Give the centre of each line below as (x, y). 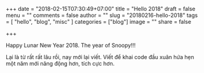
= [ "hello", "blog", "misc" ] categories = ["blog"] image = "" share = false (99, 22)
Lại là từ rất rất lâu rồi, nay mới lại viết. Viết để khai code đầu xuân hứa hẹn (100, 57)
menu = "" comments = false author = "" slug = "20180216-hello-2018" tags (102, 15)
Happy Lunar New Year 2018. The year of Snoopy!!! (71, 45)
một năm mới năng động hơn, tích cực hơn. (60, 64)
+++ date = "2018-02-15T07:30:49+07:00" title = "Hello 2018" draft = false (101, 9)
